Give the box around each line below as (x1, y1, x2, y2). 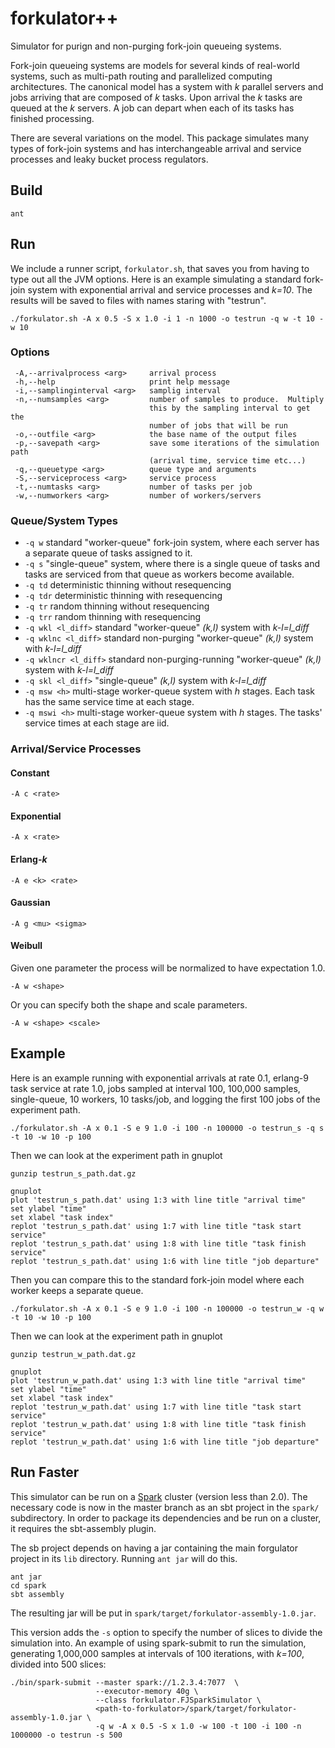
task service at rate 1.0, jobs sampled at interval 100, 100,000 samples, (10, 1082, 301, 1094)
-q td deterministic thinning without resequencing (24, 579, 232, 591)
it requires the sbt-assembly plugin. (10, 1522, 157, 1534)
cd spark (10, 1580, 47, 1591)
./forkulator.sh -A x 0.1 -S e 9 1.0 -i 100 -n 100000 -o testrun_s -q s (10, 1123, 325, 1133)
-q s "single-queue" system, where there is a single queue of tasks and (24, 558, 321, 570)
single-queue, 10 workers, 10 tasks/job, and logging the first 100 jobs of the (10, 1093, 321, 1105)
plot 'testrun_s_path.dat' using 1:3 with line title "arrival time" (10, 1195, 307, 1205)
